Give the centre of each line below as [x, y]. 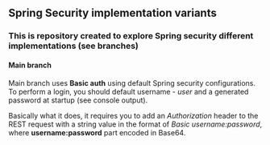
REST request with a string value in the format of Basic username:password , [135, 124]
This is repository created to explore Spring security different [131, 36]
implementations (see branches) [73, 46]
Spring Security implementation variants [113, 13]
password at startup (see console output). [78, 100]
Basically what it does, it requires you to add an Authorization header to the [133, 115]
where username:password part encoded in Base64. [97, 132]
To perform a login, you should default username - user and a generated [129, 91]
